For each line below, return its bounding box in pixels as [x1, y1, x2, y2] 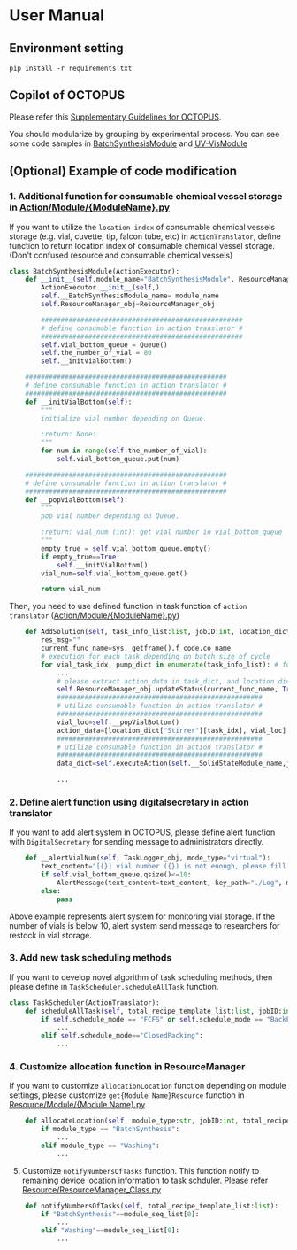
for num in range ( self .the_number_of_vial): [41, 446, 208, 456]
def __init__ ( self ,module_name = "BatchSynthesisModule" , [25, 275, 236, 284]
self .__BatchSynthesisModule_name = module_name [41, 291, 219, 301]
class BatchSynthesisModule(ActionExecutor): [9, 266, 179, 275]
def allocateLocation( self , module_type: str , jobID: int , [25, 1116, 240, 1125]
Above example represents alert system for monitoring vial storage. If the [9, 911, 276, 922]
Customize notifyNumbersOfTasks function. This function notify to [21, 1165, 260, 1176]
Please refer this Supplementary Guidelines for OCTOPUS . [9, 112, 222, 122]
